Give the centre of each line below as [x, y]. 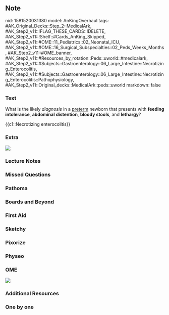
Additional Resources [32, 294]
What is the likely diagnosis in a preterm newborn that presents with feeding [85, 109]
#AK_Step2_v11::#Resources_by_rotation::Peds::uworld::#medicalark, [76, 58]
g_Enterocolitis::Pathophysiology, [40, 79]
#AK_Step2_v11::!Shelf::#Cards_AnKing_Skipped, [55, 36]
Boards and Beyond [30, 202]
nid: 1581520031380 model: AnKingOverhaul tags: [57, 20]
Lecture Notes [23, 161]
